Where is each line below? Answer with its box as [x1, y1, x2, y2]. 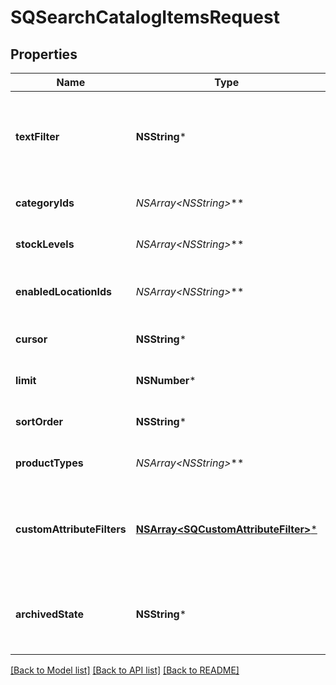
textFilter [15, 130, 60, 143]
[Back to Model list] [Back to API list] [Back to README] [10, 664, 240, 676]
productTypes [15, 456, 84, 470]
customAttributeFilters [15, 522, 127, 536]
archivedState [15, 607, 84, 621]
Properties [10, 46, 78, 63]
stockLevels [15, 237, 75, 251]
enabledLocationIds [15, 285, 113, 298]
